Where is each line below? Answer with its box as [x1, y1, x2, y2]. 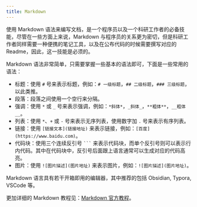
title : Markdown [6, 8, 46, 15]
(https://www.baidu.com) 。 [14, 132, 81, 139]
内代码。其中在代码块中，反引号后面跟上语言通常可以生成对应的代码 [14, 147, 180, 154]
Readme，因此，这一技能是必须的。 [6, 48, 93, 55]
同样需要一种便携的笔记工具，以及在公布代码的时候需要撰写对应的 [16, 40, 177, 47]
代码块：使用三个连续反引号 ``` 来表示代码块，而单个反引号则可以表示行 [14, 140, 192, 147]
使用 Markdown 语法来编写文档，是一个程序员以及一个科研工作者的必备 [6, 25, 180, 33]
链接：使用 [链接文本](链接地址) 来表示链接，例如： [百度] [14, 125, 150, 132]
